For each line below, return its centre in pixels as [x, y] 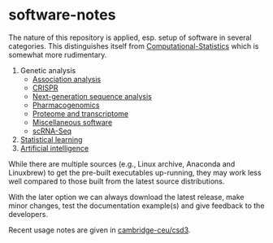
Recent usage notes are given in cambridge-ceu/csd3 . [100, 230]
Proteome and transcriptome [80, 113]
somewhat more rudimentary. [58, 54]
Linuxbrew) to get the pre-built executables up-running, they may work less [135, 172]
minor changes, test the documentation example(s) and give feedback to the [136, 206]
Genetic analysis [48, 70]
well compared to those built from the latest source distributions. [117, 181]
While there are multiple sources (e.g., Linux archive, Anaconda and [122, 163]
